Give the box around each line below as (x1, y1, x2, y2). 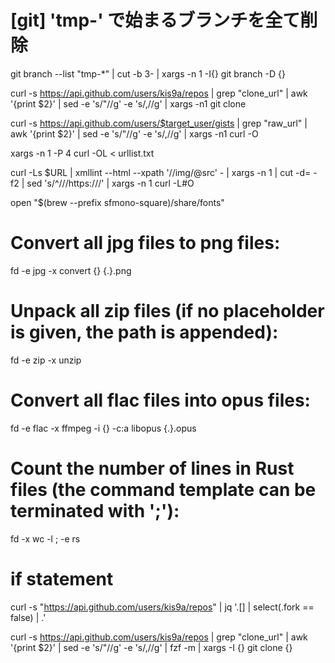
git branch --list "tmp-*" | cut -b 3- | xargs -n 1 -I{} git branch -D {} (10, 67, 286, 80)
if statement (10, 567, 114, 590)
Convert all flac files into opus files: (10, 389, 311, 411)
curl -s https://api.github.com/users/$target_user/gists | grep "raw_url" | (10, 117, 308, 129)
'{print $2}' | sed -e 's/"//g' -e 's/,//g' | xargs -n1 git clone (10, 97, 247, 110)
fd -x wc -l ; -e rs (10, 532, 81, 545)
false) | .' (10, 611, 47, 623)
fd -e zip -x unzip (10, 354, 82, 366)
